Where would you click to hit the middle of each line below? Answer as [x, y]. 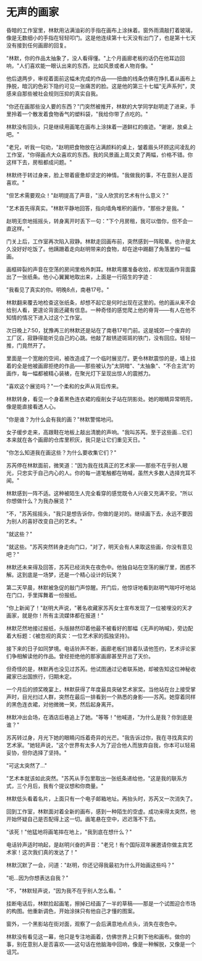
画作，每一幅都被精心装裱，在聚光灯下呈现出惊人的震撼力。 [80, 373]
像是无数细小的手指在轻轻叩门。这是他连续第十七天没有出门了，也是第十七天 [101, 37]
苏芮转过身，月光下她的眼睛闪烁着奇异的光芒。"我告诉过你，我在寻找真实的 [100, 737]
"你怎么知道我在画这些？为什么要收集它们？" [62, 452]
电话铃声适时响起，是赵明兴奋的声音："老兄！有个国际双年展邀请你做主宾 [97, 845]
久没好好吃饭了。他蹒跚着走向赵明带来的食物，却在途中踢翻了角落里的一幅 [98, 249]
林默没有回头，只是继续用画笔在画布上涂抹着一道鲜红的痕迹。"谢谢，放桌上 [100, 127]
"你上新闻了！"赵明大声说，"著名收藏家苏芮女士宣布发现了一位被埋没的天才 [99, 607]
